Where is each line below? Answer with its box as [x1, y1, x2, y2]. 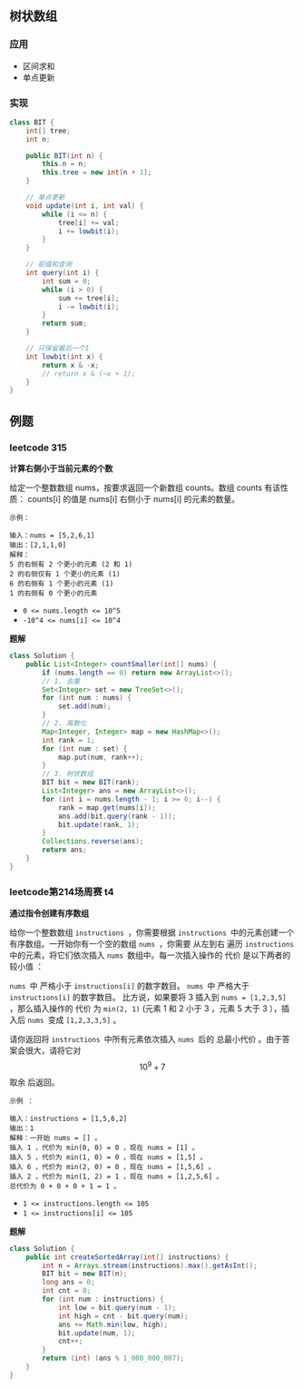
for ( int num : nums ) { [42, 694, 132, 703]
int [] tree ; [25, 126, 71, 135]
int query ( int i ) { [25, 269, 100, 278]
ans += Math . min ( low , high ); [57, 1320, 169, 1329]
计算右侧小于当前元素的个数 [9, 463, 113, 474]
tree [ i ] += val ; [57, 218, 120, 227]
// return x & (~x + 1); [42, 369, 136, 379]
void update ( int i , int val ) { [25, 201, 144, 211]
